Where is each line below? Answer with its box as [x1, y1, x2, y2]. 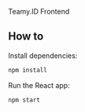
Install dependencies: [8, 51, 78, 60]
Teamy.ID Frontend [8, 7, 70, 16]
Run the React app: [8, 80, 70, 90]
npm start [8, 95, 41, 104]
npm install [8, 66, 47, 74]
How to [8, 29, 44, 43]
